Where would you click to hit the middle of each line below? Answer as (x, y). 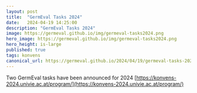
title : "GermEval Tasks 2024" (44, 17)
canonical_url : (25, 61)
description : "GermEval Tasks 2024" (51, 28)
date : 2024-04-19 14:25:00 (42, 22)
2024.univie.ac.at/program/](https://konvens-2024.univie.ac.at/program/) (95, 84)
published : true (26, 50)
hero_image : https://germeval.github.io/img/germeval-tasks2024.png (91, 39)
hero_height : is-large (34, 45)
